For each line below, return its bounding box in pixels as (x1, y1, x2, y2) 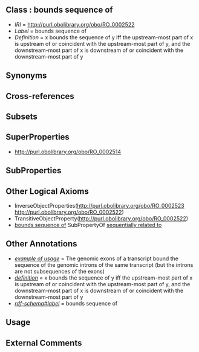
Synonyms (5, 71, 47, 81)
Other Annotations (5, 238, 77, 249)
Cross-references (5, 91, 75, 101)
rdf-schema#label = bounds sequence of (14, 299, 118, 307)
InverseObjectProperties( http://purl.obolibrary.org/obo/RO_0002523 (14, 202, 185, 209)
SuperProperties (5, 132, 70, 142)
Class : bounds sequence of (5, 5, 113, 15)
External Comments (5, 338, 82, 348)
